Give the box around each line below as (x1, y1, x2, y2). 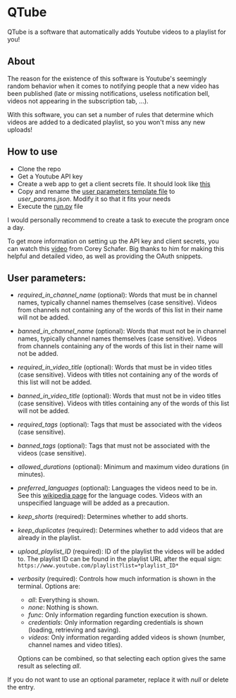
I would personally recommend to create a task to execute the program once (7, 216, 230, 224)
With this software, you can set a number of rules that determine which (7, 110, 213, 118)
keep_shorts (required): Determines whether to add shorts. (17, 513, 189, 521)
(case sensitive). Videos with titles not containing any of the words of (17, 371, 218, 379)
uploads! (7, 125, 33, 134)
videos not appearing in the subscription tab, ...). (7, 97, 149, 105)
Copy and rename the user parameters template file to (17, 187, 175, 195)
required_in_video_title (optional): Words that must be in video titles (17, 363, 213, 372)
